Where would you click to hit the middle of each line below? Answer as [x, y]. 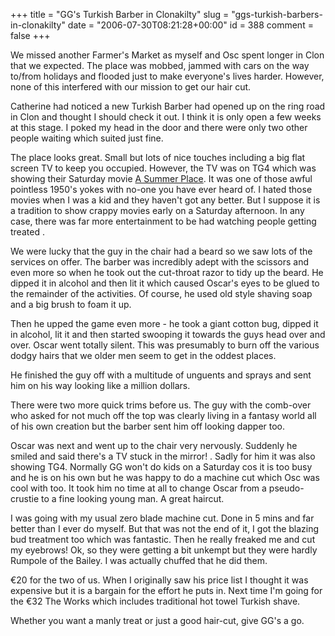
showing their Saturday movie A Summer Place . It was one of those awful [161, 178]
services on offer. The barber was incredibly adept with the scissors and [159, 262]
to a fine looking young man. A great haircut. [133, 498]
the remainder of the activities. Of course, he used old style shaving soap [161, 293]
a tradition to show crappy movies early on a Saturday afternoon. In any [157, 210]
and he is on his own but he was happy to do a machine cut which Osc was [165, 477]
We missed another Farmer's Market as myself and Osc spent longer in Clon [167, 55]
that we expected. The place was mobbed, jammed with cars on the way [160, 65]
